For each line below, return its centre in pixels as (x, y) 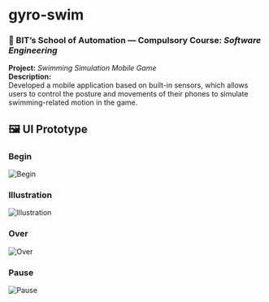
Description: (30, 77)
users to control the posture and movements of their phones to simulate (128, 94)
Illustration (30, 195)
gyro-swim (46, 15)
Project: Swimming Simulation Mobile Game (82, 68)
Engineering (33, 50)
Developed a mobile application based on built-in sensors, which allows (128, 85)
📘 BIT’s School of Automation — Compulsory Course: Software (135, 41)
